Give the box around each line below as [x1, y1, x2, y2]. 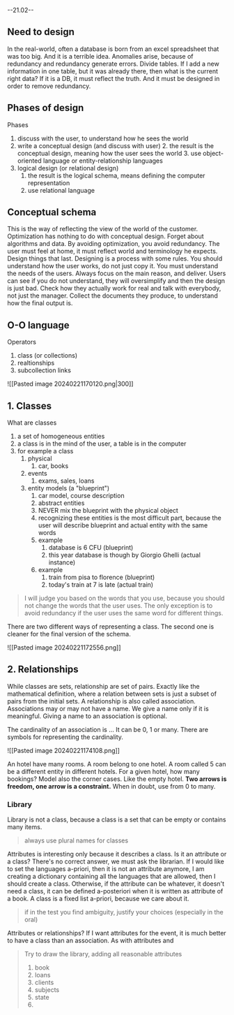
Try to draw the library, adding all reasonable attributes [24, 950, 182, 958]
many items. [7, 823, 42, 831]
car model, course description [38, 492, 125, 500]
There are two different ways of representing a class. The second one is [7, 622, 214, 631]
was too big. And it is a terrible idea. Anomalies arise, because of [7, 52, 194, 60]
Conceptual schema [7, 206, 97, 219]
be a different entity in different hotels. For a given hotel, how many [7, 767, 200, 775]
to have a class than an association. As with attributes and [7, 936, 174, 945]
